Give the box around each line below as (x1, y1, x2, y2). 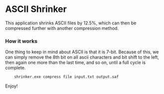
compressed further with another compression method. (5, 25, 119, 31)
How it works (5, 37, 38, 44)
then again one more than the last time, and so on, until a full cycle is (5, 60, 146, 66)
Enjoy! (5, 83, 18, 89)
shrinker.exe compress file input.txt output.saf (14, 75, 119, 80)
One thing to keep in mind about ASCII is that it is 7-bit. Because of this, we (5, 49, 159, 55)
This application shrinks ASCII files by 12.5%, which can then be (5, 20, 137, 26)
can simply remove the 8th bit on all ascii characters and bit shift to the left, (5, 54, 159, 60)
